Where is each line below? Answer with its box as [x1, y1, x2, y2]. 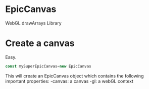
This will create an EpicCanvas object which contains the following [5, 72, 144, 78]
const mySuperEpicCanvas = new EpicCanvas [5, 63, 92, 68]
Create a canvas [5, 37, 75, 49]
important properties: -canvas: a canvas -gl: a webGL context [5, 78, 134, 84]
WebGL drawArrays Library [5, 20, 62, 26]
